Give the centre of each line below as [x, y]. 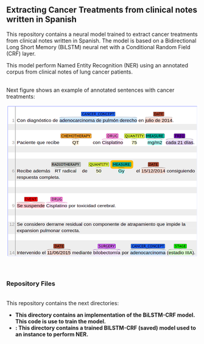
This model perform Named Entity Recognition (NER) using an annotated [97, 65]
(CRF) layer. [21, 53]
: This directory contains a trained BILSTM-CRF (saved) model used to [105, 328]
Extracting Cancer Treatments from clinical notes [102, 10]
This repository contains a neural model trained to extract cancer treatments [102, 34]
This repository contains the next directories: [63, 303]
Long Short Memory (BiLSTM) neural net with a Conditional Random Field [98, 47]
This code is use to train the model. [61, 322]
